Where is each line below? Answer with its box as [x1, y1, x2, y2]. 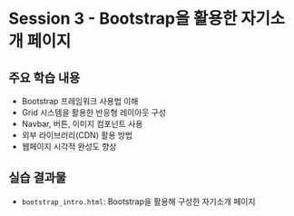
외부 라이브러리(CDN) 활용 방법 [21, 130, 133, 141]
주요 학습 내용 [8, 70, 81, 85]
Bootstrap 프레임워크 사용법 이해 [21, 96, 139, 106]
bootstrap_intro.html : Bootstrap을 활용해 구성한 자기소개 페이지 [21, 196, 256, 207]
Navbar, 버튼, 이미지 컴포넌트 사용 [21, 119, 143, 129]
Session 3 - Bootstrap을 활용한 [8, 8, 238, 29]
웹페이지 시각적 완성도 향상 [21, 142, 117, 152]
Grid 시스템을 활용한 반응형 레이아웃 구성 [21, 107, 167, 118]
